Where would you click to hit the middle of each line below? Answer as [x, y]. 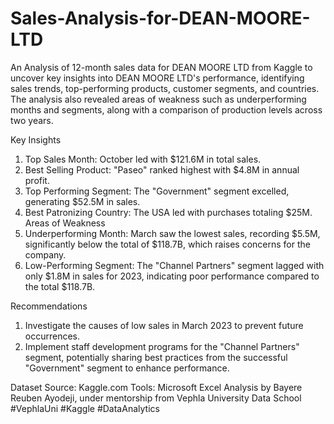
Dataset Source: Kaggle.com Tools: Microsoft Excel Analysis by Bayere [156, 387]
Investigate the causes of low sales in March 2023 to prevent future [164, 325]
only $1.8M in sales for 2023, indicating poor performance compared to [172, 276]
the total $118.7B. [60, 286]
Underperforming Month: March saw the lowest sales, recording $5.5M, [172, 233]
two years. [32, 120]
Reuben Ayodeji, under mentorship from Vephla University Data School [156, 398]
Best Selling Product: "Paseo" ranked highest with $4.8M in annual [162, 169]
